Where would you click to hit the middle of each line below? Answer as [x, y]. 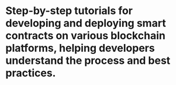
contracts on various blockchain [86, 36]
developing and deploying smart [86, 23]
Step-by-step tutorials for [69, 11]
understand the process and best [88, 61]
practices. [31, 73]
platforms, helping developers [80, 48]
